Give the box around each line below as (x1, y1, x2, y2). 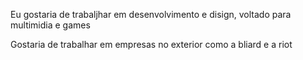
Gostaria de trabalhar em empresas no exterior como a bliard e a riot (10, 39, 293, 50)
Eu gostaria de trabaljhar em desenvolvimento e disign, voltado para (10, 9, 292, 20)
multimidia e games (10, 19, 91, 31)
